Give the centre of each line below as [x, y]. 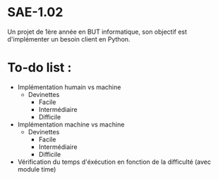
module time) [37, 169]
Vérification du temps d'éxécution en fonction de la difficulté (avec [114, 162]
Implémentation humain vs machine [69, 87]
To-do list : [40, 68]
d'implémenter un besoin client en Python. [69, 39]
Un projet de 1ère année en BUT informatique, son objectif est [97, 32]
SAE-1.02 [35, 12]
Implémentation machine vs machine [71, 124]
